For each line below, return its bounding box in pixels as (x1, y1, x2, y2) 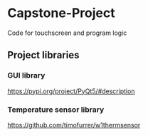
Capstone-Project (7, 5, 115, 21)
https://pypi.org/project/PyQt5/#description (7, 87, 135, 95)
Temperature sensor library (7, 105, 105, 115)
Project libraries (7, 49, 80, 61)
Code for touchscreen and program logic (7, 28, 127, 37)
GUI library (7, 70, 46, 80)
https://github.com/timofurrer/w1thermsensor (7, 120, 141, 129)
